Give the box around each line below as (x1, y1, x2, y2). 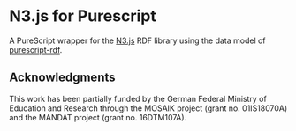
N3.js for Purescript (9, 6, 156, 26)
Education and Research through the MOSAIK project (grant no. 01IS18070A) (9, 103, 288, 113)
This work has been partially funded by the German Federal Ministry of (9, 93, 267, 104)
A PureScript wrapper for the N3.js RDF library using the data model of (9, 35, 267, 46)
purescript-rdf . (9, 44, 63, 55)
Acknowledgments (9, 70, 117, 85)
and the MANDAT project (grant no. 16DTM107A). (9, 112, 187, 122)
